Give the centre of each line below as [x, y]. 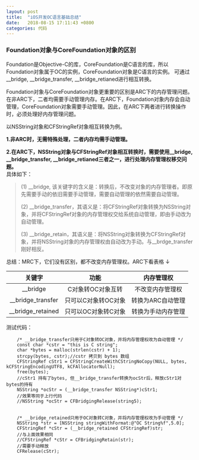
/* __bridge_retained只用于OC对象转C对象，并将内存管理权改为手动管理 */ [100, 418]
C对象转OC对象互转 [95, 289]
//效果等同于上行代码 [40, 396]
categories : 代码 [27, 28]
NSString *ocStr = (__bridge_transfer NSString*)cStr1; [88, 389]
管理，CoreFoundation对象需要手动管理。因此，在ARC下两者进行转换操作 [96, 106]
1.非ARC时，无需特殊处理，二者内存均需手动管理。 [68, 139]
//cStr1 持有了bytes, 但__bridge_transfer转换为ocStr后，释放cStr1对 [99, 378]
